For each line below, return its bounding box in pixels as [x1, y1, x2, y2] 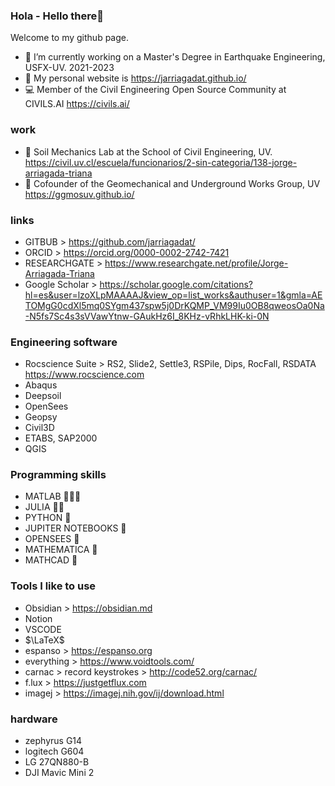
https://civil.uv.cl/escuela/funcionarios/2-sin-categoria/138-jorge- [24, 156, 298, 168]
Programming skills [10, 468, 107, 482]
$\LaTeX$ [24, 634, 65, 646]
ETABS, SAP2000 [24, 432, 98, 444]
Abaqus [24, 379, 58, 391]
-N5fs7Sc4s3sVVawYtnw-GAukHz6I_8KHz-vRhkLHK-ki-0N [24, 310, 270, 322]
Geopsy [24, 411, 58, 423]
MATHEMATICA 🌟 [24, 544, 98, 556]
